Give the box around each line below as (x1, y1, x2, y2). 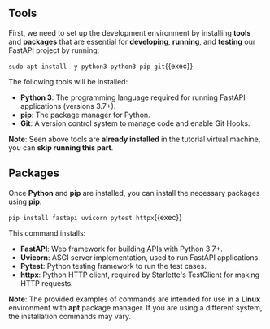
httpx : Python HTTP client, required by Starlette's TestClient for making (20, 270, 260, 279)
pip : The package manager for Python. (20, 110, 150, 119)
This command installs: (8, 227, 86, 238)
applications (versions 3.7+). (20, 101, 116, 110)
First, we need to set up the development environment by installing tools (8, 28, 251, 37)
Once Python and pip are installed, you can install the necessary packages (8, 188, 260, 197)
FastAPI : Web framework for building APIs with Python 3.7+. (20, 244, 224, 253)
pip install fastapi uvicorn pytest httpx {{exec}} (8, 212, 183, 222)
